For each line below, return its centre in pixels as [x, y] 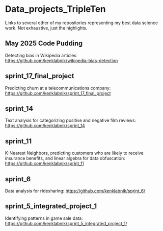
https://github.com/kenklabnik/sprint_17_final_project [58, 93]
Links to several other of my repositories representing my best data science [81, 23]
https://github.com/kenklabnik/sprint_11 [45, 164]
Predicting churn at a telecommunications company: [58, 88]
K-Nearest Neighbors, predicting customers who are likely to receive [74, 153]
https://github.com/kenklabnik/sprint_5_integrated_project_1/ [66, 223]
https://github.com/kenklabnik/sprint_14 [45, 126]
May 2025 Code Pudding [44, 44]
